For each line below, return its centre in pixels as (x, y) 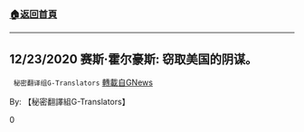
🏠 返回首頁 (33, 14)
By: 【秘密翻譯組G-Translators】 (70, 102)
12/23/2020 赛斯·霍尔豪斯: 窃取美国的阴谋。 (133, 59)
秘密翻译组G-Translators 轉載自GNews (83, 82)
